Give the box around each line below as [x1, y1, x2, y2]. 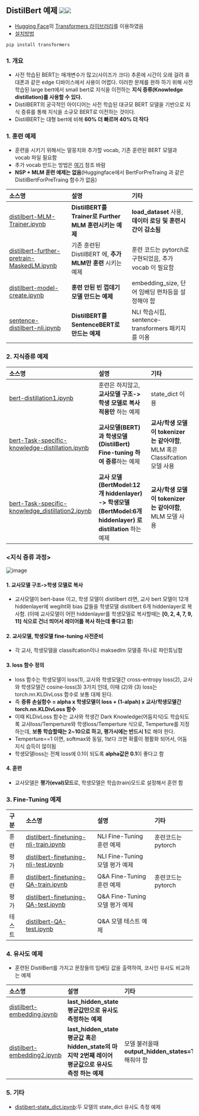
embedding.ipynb [9, 1010, 58, 1019]
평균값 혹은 [67, 1033, 97, 1042]
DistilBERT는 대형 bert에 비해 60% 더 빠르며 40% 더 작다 [14, 116, 149, 123]
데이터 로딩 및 [131, 217, 168, 225]
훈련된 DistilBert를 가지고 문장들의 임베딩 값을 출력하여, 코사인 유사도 [14, 964, 175, 972]
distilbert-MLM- [9, 213, 56, 221]
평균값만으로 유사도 [67, 1006, 118, 1014]
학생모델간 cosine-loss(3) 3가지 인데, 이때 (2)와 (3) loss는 [21, 683, 158, 690]
